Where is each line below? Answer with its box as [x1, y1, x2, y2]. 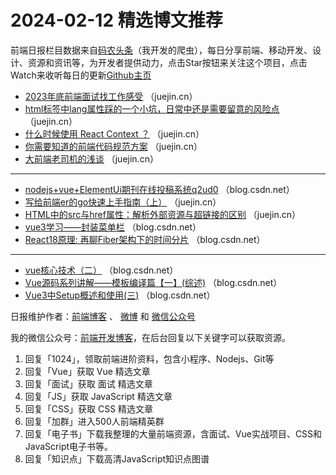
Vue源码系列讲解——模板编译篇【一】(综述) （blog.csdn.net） [24, 276, 283, 288]
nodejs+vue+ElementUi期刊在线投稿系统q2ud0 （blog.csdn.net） [24, 183, 295, 195]
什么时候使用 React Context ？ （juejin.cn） [24, 127, 205, 140]
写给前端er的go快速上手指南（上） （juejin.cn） [24, 196, 222, 208]
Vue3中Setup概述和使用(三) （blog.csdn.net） [24, 289, 216, 301]
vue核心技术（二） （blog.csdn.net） [24, 264, 179, 276]
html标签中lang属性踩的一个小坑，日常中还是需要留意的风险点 [24, 102, 280, 115]
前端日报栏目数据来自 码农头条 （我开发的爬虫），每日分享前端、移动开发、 [10, 44, 313, 56]
